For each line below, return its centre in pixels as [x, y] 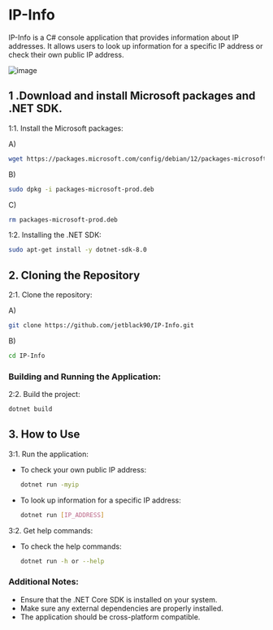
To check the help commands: [71, 546]
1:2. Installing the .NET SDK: [55, 235]
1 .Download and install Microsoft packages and [132, 96]
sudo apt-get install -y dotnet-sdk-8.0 [78, 250]
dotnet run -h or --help [62, 561]
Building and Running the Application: [84, 377]
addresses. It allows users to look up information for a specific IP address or [136, 45]
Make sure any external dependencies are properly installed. [121, 608]
